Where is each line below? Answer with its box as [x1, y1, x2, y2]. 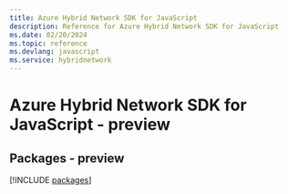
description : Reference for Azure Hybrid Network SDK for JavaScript [9, 22, 280, 31]
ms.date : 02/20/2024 [9, 30, 88, 39]
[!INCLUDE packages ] [9, 175, 92, 185]
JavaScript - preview [9, 115, 171, 135]
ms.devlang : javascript [9, 47, 100, 56]
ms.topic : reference [9, 38, 88, 48]
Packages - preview [9, 150, 125, 166]
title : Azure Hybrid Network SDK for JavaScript [9, 13, 198, 23]
